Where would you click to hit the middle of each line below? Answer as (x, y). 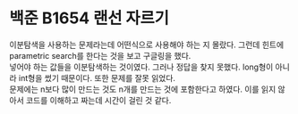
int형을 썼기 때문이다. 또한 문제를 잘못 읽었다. (97, 77)
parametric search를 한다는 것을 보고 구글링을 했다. (100, 55)
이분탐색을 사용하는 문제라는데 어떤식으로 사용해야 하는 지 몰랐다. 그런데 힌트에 (147, 45)
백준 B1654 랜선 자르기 (89, 18)
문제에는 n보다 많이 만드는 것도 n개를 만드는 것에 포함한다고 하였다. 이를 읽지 (143, 89)
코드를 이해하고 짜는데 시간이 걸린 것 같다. (98, 100)
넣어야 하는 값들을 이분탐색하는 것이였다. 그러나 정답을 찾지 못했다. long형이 (141, 67)
